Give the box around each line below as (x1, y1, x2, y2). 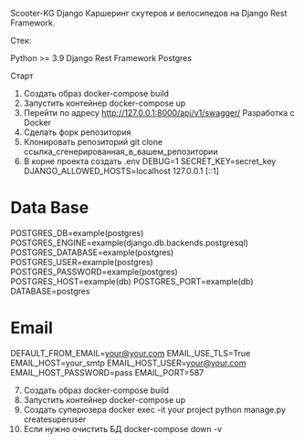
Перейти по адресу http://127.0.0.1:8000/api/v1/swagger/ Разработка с (23, 108, 295, 118)
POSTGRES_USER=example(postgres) (10, 256, 153, 267)
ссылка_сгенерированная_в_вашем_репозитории (23, 146, 218, 157)
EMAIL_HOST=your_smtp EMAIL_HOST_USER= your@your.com (10, 357, 246, 368)
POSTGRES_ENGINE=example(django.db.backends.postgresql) (10, 237, 249, 248)
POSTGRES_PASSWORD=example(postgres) (10, 266, 179, 277)
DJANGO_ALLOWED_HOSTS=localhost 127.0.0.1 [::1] (23, 166, 220, 176)
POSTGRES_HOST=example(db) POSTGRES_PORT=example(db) (10, 275, 254, 286)
